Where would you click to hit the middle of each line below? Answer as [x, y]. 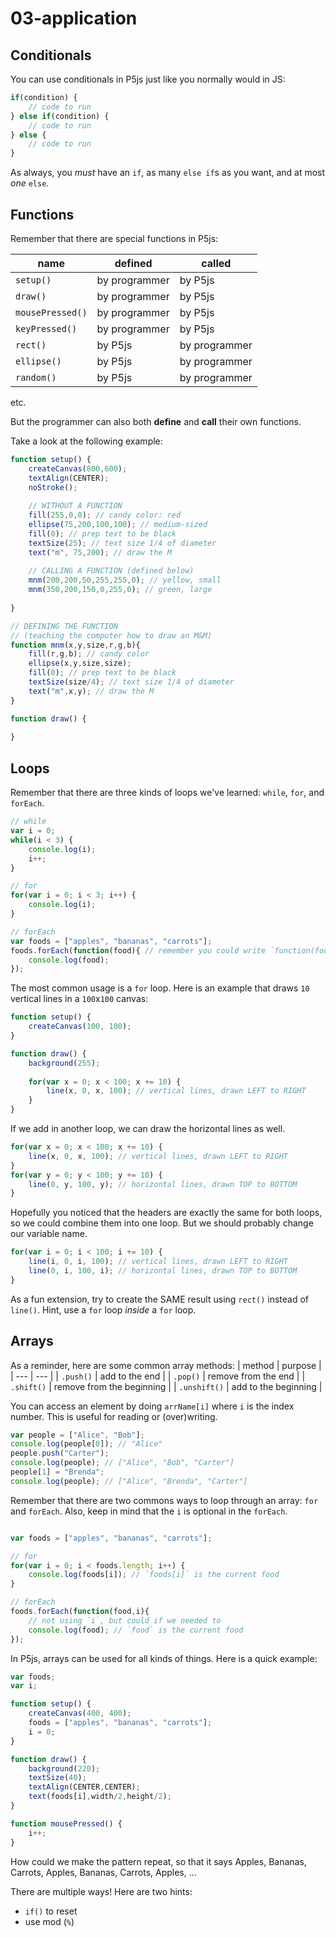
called [216, 263]
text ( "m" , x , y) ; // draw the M [91, 691]
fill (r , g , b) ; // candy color [89, 654]
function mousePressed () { [66, 1823]
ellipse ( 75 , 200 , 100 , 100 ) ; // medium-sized [118, 525]
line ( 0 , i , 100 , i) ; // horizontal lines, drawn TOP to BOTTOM [163, 1271]
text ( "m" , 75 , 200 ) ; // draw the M [100, 552]
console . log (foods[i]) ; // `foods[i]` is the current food [154, 1575]
